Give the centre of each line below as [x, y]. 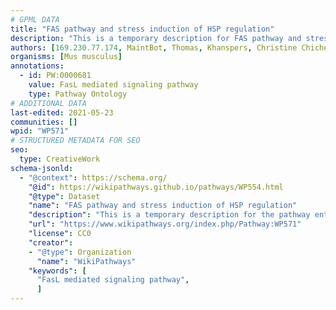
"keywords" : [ [57, 271]
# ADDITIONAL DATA [48, 103]
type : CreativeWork [60, 159]
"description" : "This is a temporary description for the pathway [169, 215]
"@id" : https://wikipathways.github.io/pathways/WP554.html [156, 187]
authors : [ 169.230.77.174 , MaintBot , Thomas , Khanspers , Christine [154, 47]
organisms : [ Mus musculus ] [66, 57]
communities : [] [44, 122]
